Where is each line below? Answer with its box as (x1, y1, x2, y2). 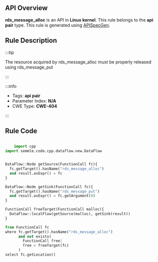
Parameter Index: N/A (12, 98, 56, 104)
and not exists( (18, 234, 52, 239)
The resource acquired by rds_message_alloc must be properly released (5, 59, 152, 65)
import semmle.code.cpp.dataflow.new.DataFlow (5, 149, 102, 154)
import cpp (14, 144, 36, 149)
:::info (5, 83, 17, 89)
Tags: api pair (12, 93, 41, 99)
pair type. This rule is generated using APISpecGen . (5, 22, 110, 28)
